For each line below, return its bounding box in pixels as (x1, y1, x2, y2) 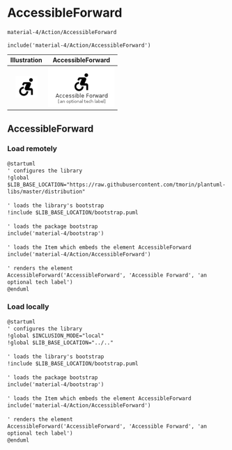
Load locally (7, 302, 49, 311)
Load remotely (7, 143, 58, 153)
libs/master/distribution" (7, 188, 86, 195)
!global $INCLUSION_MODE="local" (7, 332, 105, 339)
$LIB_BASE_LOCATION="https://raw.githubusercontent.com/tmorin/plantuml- (7, 181, 226, 188)
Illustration (10, 56, 43, 64)
